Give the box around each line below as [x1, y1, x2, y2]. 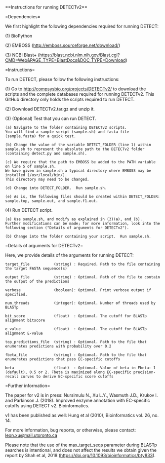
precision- [133, 370, 156, 375]
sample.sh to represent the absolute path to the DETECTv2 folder [5, 147, 145, 152]
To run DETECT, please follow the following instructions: [5, 77, 120, 82]
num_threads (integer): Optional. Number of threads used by [5, 301, 156, 306]
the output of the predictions [5, 279, 70, 284]
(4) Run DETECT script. [5, 207, 53, 213]
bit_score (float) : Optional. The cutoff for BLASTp [5, 313, 147, 318]
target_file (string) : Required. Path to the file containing [5, 262, 161, 267]
